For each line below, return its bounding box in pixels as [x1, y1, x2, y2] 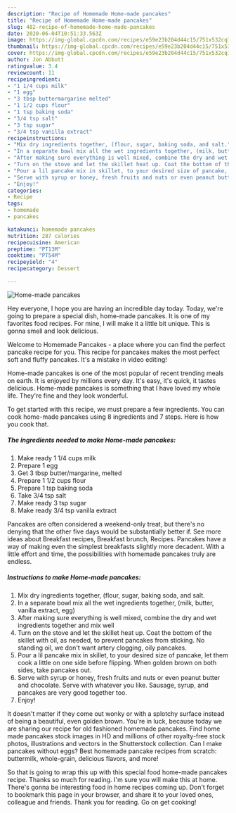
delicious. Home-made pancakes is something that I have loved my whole [7, 384, 221, 392]
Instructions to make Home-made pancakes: [7, 573, 142, 581]
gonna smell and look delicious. [7, 327, 99, 335]
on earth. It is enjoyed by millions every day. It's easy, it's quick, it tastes [7, 376, 216, 384]
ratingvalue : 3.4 [7, 63, 58, 70]
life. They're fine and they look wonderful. [7, 391, 129, 400]
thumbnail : [7, 43, 39, 50]
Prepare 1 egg [17, 461, 58, 469]
